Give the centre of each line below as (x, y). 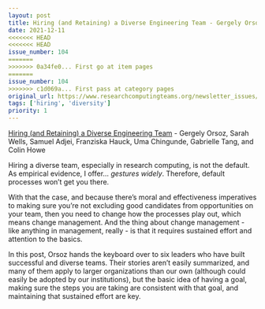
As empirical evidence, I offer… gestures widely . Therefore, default (117, 173)
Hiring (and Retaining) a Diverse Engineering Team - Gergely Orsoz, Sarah (129, 133)
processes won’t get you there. (59, 182)
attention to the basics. (45, 239)
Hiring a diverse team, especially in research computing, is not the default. (129, 165)
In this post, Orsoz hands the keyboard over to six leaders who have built (127, 254)
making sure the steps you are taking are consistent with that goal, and (123, 288)
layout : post (30, 15)
